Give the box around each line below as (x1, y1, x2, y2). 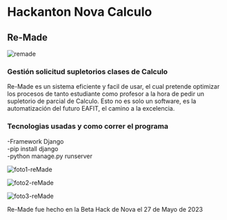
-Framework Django (7, 137, 64, 145)
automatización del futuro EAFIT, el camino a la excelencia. (7, 104, 175, 113)
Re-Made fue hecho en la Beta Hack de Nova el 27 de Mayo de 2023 (7, 205, 204, 213)
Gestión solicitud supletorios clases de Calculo (7, 67, 168, 76)
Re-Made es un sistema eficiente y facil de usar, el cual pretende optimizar (7, 82, 220, 91)
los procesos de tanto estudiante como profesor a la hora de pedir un (7, 90, 205, 98)
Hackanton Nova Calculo (7, 4, 152, 20)
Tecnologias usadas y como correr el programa (7, 122, 169, 131)
